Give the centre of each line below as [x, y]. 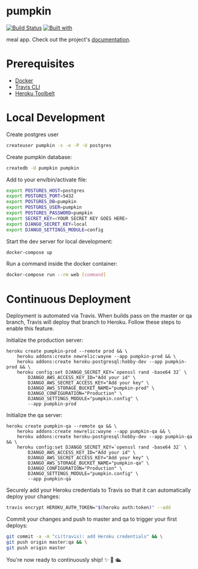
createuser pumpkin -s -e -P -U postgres [59, 145]
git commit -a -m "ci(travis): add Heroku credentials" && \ [85, 537]
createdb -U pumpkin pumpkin [43, 168]
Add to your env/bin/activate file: [47, 180]
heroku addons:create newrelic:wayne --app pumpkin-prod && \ [97, 357]
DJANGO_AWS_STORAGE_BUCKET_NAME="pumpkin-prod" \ [91, 388]
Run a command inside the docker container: [62, 264]
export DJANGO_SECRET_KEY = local [47, 224]
